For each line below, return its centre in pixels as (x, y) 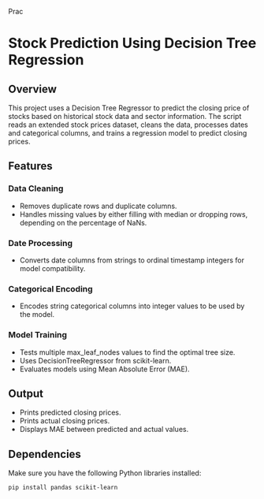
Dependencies (45, 454)
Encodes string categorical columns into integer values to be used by (132, 306)
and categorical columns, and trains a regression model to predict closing (128, 133)
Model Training (38, 335)
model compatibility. (52, 268)
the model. (37, 315)
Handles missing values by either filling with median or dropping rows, (134, 214)
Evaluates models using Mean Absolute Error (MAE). (105, 369)
